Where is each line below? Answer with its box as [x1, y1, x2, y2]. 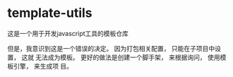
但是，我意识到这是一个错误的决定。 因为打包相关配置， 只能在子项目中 [7, 44, 215, 52]
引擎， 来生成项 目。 [13, 61, 73, 70]
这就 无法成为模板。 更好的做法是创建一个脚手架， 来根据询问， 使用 [20, 53, 220, 61]
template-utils [7, 5, 93, 21]
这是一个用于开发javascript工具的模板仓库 [7, 29, 129, 37]
